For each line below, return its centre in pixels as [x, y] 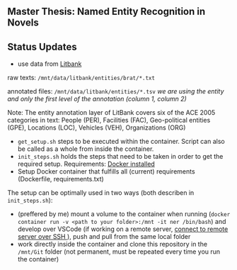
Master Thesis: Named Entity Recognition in [106, 12]
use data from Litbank [50, 64]
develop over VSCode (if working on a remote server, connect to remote [123, 229]
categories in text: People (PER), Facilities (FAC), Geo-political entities [109, 120]
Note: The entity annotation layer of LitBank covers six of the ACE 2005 [111, 113]
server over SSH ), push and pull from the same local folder [104, 237]
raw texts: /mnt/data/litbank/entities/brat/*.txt [81, 78]
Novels [23, 23]
